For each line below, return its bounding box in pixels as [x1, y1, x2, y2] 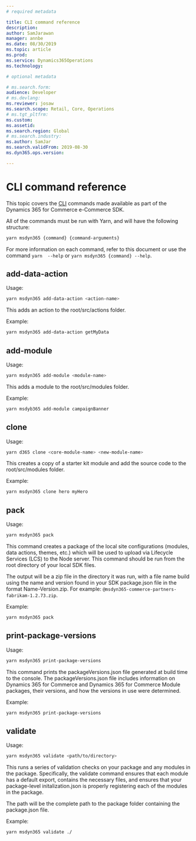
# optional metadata [6, 74, 57, 79]
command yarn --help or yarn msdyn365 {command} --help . [6, 252, 152, 259]
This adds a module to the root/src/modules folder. [6, 383, 129, 390]
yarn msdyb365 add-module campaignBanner [6, 406, 109, 412]
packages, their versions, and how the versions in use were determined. [6, 687, 181, 694]
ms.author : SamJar [6, 139, 51, 145]
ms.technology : [6, 63, 44, 69]
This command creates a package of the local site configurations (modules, [6, 542, 190, 550]
